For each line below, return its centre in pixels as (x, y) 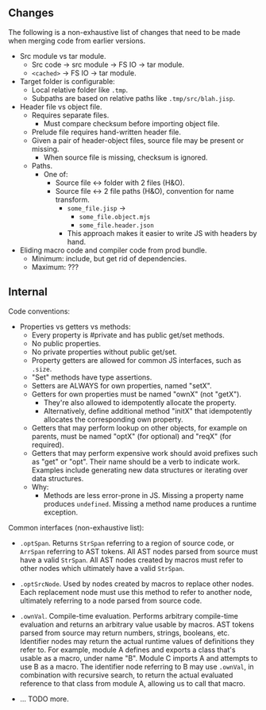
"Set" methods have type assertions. (92, 377)
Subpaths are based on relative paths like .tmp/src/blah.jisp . (133, 98)
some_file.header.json (117, 226)
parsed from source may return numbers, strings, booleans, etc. (125, 633)
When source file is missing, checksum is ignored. (125, 157)
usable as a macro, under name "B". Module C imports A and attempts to (139, 658)
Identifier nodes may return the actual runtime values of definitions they (137, 641)
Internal (28, 292)
